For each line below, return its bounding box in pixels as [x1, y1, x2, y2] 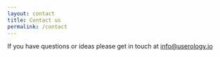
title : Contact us [7, 17, 61, 24]
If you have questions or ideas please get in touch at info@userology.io [7, 42, 213, 51]
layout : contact [7, 10, 55, 17]
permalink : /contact [7, 23, 68, 30]
